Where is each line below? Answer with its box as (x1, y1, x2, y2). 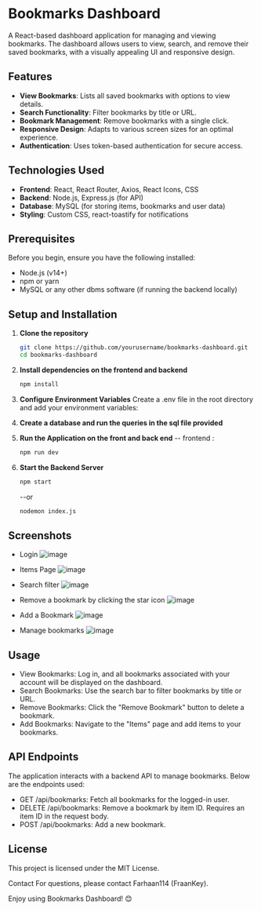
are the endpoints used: (8, 779, 85, 789)
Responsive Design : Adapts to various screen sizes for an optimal (19, 124, 234, 133)
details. (19, 99, 44, 108)
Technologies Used (8, 164, 104, 177)
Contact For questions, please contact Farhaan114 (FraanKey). (8, 878, 209, 887)
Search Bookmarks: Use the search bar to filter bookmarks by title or (19, 686, 242, 695)
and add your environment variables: (19, 403, 139, 412)
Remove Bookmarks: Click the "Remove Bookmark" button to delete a (19, 703, 245, 712)
